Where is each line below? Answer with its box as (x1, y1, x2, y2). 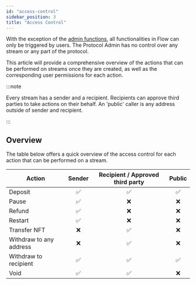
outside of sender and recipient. (6, 107, 83, 114)
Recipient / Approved (99, 171, 159, 179)
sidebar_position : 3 (6, 14, 57, 20)
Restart (9, 217, 29, 225)
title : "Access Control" (6, 19, 66, 25)
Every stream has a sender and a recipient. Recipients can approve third (6, 94, 180, 101)
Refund (9, 207, 29, 215)
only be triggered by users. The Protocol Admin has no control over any (6, 42, 178, 49)
